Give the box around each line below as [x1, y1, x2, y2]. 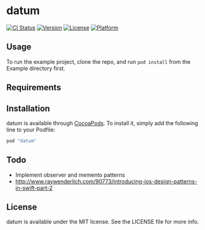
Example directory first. [6, 64, 65, 72]
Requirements [6, 82, 61, 93]
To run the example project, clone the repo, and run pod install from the [6, 58, 191, 65]
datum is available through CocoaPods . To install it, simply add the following [6, 119, 198, 126]
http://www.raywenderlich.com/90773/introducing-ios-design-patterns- [15, 177, 198, 185]
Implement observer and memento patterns [15, 171, 125, 178]
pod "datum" [6, 137, 37, 144]
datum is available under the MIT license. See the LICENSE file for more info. [6, 218, 199, 226]
